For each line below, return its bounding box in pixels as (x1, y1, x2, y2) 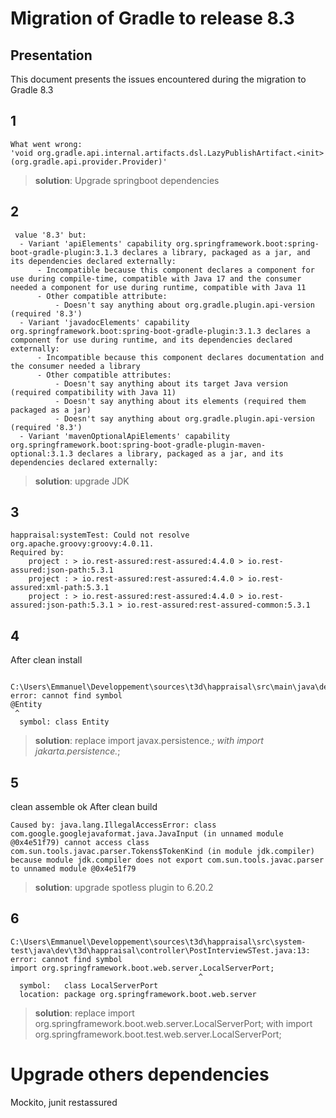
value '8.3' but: (14, 230, 87, 240)
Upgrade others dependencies (10, 1063, 270, 1086)
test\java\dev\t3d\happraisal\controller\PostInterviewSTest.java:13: (10, 945, 311, 956)
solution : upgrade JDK (34, 475, 130, 487)
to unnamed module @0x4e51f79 (10, 864, 137, 874)
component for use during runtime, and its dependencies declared (10, 335, 293, 345)
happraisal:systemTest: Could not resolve (10, 530, 190, 541)
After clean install (10, 654, 83, 666)
